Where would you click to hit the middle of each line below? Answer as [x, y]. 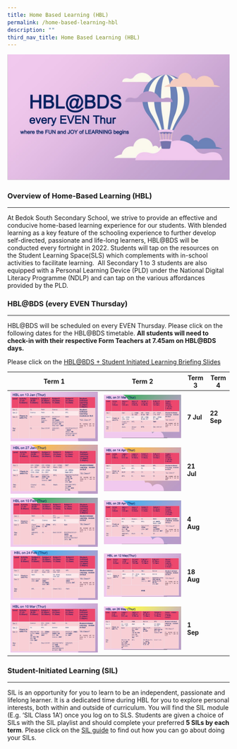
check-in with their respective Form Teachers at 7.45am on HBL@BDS [112, 341]
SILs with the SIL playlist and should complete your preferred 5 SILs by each [119, 723]
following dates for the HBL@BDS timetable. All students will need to [108, 333]
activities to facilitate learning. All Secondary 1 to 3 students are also [107, 263]
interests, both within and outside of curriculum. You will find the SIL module [118, 708]
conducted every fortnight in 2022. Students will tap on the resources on [113, 248]
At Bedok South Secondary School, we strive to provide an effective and [112, 218]
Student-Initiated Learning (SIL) [63, 670]
